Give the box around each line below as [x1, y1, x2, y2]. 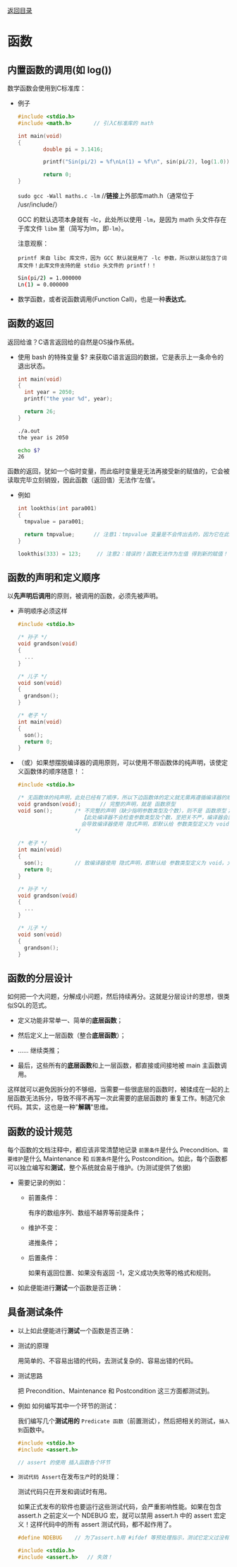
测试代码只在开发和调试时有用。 [17, 1488, 111, 1496]
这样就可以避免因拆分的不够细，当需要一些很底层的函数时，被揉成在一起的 [7, 1085, 224, 1094]
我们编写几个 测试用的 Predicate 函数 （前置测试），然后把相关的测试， [17, 1416, 220, 1425]
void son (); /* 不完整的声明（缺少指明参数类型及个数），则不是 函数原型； [17, 807, 232, 814]
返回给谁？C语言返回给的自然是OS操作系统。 [7, 337, 138, 346]
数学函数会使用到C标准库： [7, 84, 87, 92]
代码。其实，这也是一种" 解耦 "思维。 [7, 1103, 113, 1111]
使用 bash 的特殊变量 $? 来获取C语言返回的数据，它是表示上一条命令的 [17, 352, 224, 361]
